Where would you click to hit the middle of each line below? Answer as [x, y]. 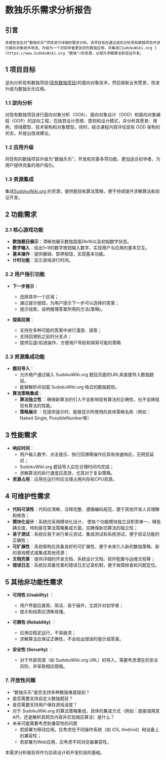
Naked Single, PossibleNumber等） [56, 418]
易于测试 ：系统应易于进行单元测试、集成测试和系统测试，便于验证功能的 [86, 534]
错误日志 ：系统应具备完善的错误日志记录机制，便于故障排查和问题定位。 [86, 565]
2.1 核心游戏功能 [24, 230]
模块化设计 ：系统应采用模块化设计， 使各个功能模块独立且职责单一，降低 [86, 521]
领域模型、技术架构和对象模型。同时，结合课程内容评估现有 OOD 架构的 [87, 127]
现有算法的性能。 [37, 406]
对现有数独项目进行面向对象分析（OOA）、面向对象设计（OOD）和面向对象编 [83, 115]
